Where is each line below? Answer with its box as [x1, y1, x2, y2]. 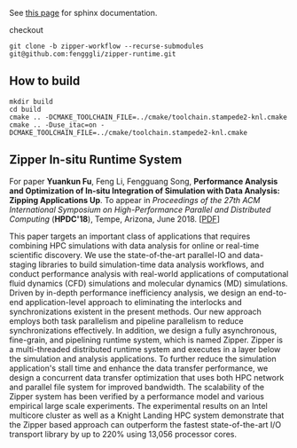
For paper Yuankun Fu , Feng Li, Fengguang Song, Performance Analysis [9, 176, 278, 186]
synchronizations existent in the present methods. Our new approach [9, 306, 262, 317]
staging [9, 259, 37, 270]
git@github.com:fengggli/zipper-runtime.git [9, 50, 176, 59]
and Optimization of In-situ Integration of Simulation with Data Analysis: [9, 185, 281, 196]
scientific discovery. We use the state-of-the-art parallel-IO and [9, 249, 242, 260]
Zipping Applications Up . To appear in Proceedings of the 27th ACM [9, 194, 261, 205]
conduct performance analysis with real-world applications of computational [9, 268, 289, 279]
